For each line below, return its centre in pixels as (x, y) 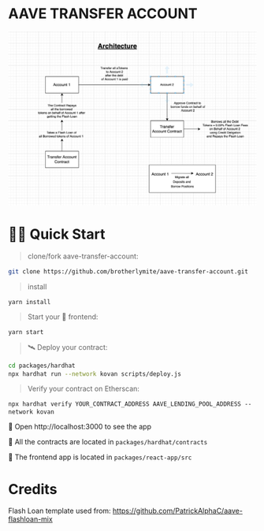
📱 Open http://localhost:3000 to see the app (80, 427)
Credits (33, 489)
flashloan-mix (30, 519)
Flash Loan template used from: (60, 511)
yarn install (30, 302)
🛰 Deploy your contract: (67, 347)
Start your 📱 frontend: (63, 317)
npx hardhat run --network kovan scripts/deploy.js (95, 374)
